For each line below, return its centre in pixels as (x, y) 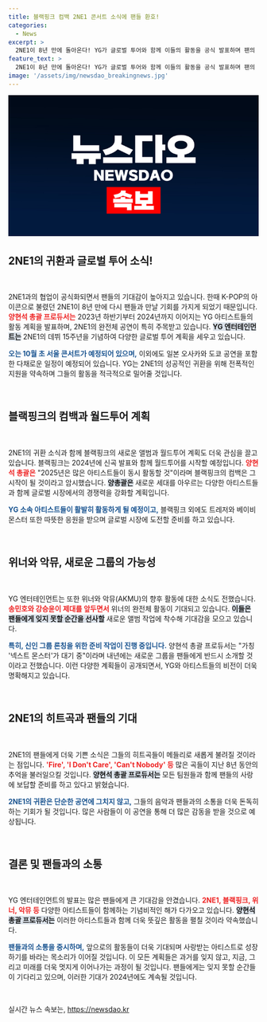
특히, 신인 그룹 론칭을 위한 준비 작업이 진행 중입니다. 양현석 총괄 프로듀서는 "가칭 (132, 645)
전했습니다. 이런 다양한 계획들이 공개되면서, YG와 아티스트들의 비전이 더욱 (143, 665)
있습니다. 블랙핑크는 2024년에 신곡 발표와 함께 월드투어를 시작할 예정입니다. (126, 462)
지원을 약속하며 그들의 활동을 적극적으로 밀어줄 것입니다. (95, 374)
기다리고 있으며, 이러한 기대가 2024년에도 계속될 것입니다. (106, 977)
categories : (28, 25)
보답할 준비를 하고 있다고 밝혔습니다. (73, 784)
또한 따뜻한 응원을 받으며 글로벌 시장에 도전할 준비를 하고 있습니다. (132, 519)
